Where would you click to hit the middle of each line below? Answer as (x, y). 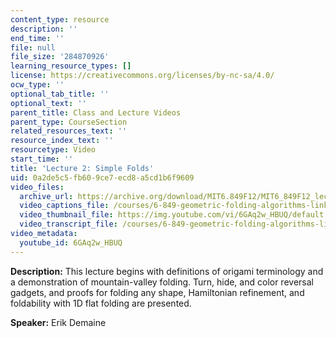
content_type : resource (60, 19)
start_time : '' (42, 159)
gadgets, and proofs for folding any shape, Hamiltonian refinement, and (157, 292)
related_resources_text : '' (69, 131)
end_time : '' (37, 38)
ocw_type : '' (37, 85)
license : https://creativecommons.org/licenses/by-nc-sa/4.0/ (142, 76)
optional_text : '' (48, 103)
